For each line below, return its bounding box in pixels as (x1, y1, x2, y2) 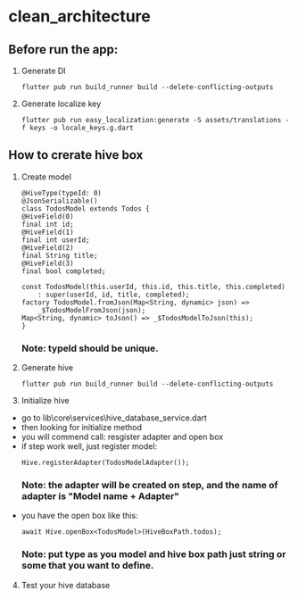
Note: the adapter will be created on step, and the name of (21, 479, 278, 492)
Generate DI (21, 65, 66, 76)
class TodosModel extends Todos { (21, 204, 150, 213)
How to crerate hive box (8, 147, 144, 162)
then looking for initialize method (21, 422, 142, 433)
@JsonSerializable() (21, 196, 98, 205)
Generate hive (21, 362, 73, 373)
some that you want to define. (21, 560, 154, 572)
